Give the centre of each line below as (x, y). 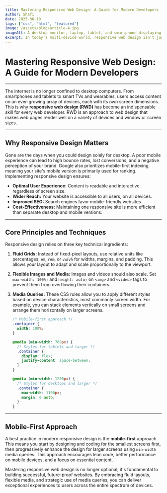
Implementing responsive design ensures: (48, 176)
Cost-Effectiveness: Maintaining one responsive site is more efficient (84, 207)
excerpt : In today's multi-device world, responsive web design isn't (80, 38)
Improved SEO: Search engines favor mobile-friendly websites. (77, 201)
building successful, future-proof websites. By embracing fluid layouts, (78, 475)
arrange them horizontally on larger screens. (58, 310)
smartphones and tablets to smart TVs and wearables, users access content (83, 96)
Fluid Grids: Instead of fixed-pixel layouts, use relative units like (78, 254)
